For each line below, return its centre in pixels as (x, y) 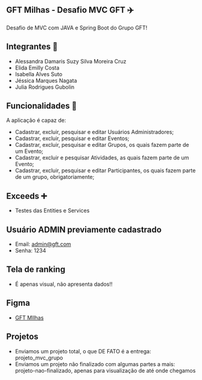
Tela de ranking (36, 270)
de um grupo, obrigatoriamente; (55, 177)
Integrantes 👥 (32, 47)
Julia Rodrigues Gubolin (45, 87)
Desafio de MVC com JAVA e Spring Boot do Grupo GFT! (77, 27)
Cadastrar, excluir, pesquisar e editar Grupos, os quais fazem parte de (102, 145)
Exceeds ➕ (27, 196)
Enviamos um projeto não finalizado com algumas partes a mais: (95, 364)
